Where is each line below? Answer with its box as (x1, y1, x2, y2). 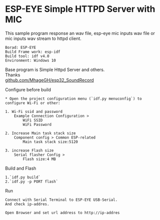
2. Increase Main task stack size (5, 131, 76, 136)
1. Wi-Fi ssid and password (5, 109, 63, 114)
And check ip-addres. (5, 201, 50, 207)
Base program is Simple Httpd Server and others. (5, 67, 105, 73)
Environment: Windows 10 (5, 58, 56, 63)
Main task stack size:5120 (23, 139, 78, 144)
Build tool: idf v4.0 (5, 53, 50, 59)
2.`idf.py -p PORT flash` (5, 179, 58, 184)
